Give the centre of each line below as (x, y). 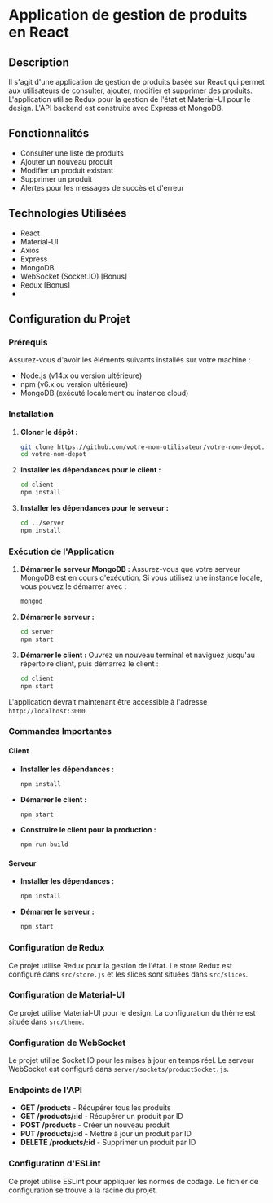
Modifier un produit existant (67, 170)
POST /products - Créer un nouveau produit (95, 1125)
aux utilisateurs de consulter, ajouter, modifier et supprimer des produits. (130, 90)
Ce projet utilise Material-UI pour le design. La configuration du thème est (132, 1012)
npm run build (44, 845)
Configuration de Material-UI (66, 995)
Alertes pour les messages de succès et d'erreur (102, 187)
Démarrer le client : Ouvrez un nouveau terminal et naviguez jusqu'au (137, 655)
